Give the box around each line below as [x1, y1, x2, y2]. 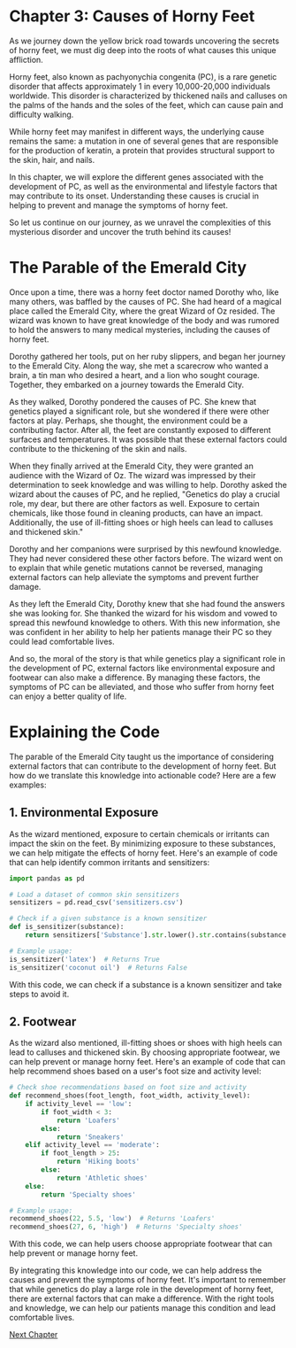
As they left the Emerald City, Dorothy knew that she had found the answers [9, 598, 285, 608]
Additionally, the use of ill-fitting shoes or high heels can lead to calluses [9, 516, 274, 528]
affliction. [9, 54, 44, 65]
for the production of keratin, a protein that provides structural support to [9, 144, 276, 156]
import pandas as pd [9, 874, 86, 883]
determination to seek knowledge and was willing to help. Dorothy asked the [9, 479, 287, 490]
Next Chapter [9, 1329, 58, 1340]
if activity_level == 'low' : [25, 1100, 133, 1109]
